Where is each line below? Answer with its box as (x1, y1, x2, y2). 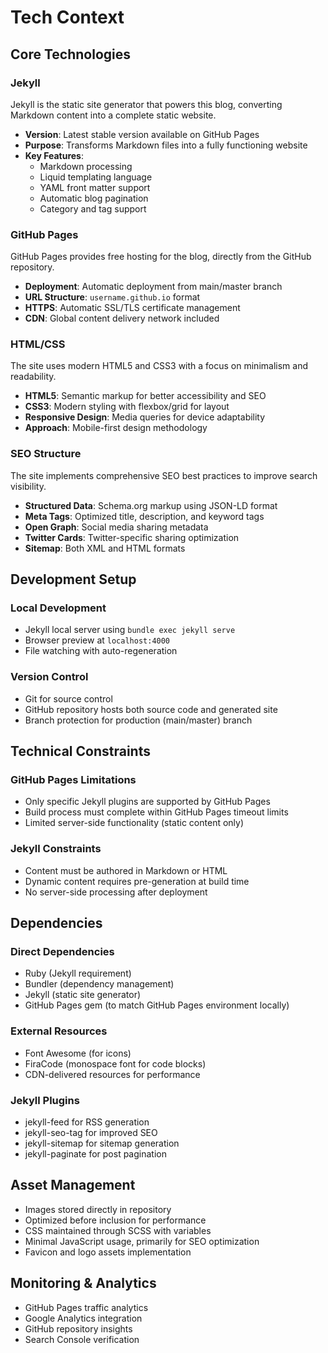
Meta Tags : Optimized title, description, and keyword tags (24, 510, 265, 522)
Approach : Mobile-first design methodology (24, 422, 208, 434)
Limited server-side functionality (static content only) (24, 817, 245, 829)
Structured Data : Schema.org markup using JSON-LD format (24, 499, 278, 511)
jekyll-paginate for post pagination (24, 1148, 167, 1160)
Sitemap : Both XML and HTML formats (24, 542, 186, 554)
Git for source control (24, 692, 113, 705)
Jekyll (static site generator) (24, 989, 142, 1001)
